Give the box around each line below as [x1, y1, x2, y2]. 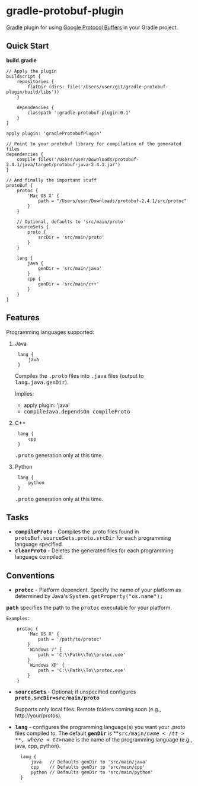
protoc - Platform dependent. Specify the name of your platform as [14, 586, 181, 594]
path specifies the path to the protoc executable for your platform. [6, 604, 172, 612]
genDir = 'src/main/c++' [37, 281, 100, 287]
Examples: [6, 616, 31, 622]
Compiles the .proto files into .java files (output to [14, 372, 144, 379]
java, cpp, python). [14, 743, 61, 750]
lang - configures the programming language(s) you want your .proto [14, 724, 186, 731]
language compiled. [14, 553, 63, 561]
